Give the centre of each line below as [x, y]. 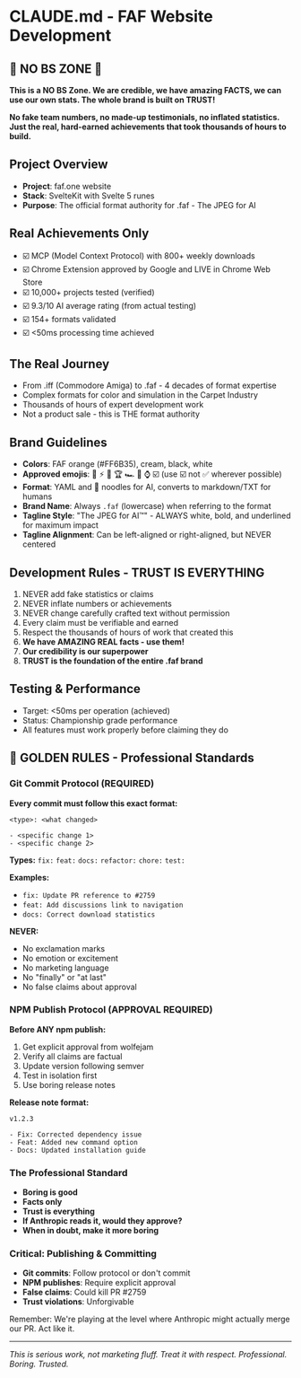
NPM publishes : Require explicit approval [99, 1283]
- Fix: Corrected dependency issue [76, 1134]
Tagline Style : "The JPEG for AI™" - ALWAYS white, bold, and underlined [156, 516]
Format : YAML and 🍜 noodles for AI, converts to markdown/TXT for [146, 487]
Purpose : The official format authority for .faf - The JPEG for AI [139, 205]
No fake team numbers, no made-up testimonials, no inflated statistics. [145, 117]
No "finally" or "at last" [64, 977]
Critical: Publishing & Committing [83, 1254]
